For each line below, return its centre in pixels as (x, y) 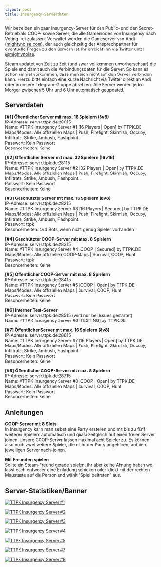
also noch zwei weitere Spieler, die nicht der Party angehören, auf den (76, 445)
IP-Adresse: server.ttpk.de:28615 (38, 335)
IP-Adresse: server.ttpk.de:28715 (38, 376)
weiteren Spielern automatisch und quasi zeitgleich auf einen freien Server (80, 435)
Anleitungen (24, 412)
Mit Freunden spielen (27, 460)
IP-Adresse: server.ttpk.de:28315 (38, 244)
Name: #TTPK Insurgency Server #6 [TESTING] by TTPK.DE (65, 320)
